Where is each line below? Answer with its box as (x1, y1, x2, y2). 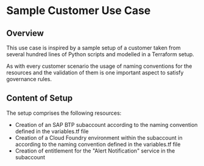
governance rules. (6, 76, 52, 82)
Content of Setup (6, 93, 73, 104)
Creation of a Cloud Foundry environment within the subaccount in (15, 134, 183, 141)
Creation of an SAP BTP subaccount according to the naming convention (15, 121, 198, 128)
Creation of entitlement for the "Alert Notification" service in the (15, 147, 175, 154)
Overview (6, 28, 44, 38)
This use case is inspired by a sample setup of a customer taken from (6, 44, 181, 51)
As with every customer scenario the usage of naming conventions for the (6, 62, 192, 70)
